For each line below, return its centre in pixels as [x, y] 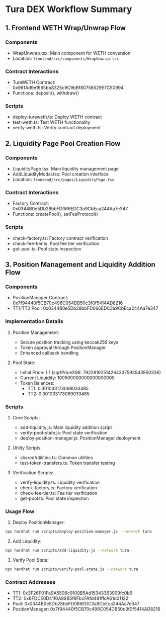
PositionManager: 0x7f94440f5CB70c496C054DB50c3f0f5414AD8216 [86, 609]
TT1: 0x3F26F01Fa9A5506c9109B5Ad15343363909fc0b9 [72, 593]
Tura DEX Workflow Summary [69, 9]
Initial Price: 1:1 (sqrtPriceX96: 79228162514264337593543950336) [90, 372]
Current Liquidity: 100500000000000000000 [67, 378]
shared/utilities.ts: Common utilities [56, 458]
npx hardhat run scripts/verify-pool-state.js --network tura [72, 569]
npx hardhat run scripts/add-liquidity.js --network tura [67, 551]
